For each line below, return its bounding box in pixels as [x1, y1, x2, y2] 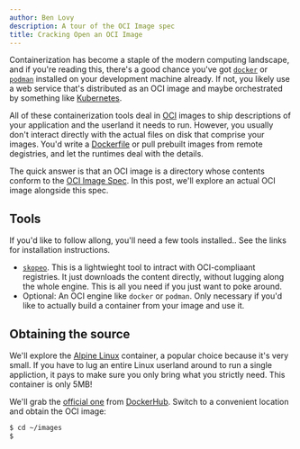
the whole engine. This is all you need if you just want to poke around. [22, 281, 282, 292]
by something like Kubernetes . [9, 93, 123, 103]
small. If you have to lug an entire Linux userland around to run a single [9, 360, 273, 370]
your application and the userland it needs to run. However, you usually [9, 120, 274, 130]
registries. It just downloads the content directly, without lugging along [22, 272, 285, 283]
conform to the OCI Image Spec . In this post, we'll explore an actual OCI [9, 175, 277, 186]
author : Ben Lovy [9, 13, 75, 22]
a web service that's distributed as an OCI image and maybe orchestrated [9, 83, 284, 94]
